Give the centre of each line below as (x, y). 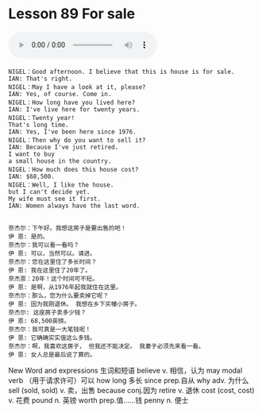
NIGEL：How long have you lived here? (72, 102)
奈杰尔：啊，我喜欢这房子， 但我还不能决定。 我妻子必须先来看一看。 (106, 346)
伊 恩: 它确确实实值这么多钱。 (52, 338)
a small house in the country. (60, 161)
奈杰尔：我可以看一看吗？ (44, 245)
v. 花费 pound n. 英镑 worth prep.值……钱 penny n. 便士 (98, 400)
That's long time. (39, 125)
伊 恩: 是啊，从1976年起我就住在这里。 (65, 287)
